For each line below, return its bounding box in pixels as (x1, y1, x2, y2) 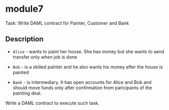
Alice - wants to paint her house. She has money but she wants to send (12, 48, 165, 54)
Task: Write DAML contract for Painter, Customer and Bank (5, 20, 130, 26)
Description (5, 35, 44, 43)
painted (12, 69, 29, 75)
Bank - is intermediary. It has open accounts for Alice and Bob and (12, 79, 152, 85)
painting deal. (12, 90, 42, 96)
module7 (5, 3, 44, 15)
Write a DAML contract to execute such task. (5, 100, 100, 106)
